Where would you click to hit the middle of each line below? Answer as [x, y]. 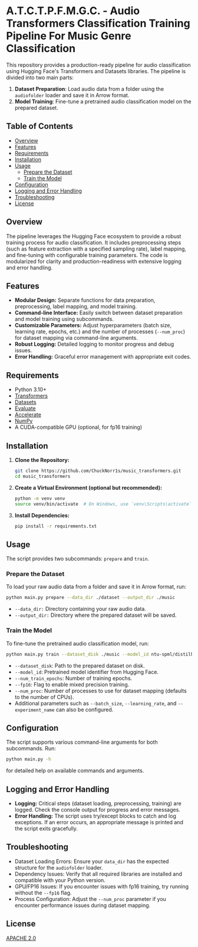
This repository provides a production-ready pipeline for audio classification [98, 65]
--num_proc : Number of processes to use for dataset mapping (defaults [100, 691]
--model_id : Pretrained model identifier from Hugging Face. [87, 672]
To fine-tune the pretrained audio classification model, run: [77, 643]
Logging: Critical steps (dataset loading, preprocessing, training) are [98, 803]
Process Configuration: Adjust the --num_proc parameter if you [90, 899]
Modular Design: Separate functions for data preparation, [85, 300]
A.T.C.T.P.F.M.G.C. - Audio [73, 11]
